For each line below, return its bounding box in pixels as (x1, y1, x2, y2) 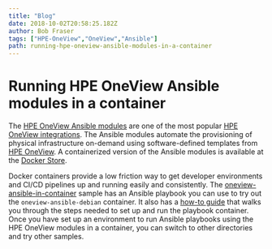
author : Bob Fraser (8, 27, 75, 35)
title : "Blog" (8, 11, 57, 20)
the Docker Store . (8, 156, 67, 165)
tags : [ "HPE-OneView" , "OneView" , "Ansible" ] (8, 34, 158, 43)
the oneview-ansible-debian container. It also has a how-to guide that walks (8, 197, 261, 207)
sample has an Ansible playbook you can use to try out (78, 188, 262, 199)
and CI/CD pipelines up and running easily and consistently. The (8, 180, 223, 190)
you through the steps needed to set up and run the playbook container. (8, 206, 249, 216)
